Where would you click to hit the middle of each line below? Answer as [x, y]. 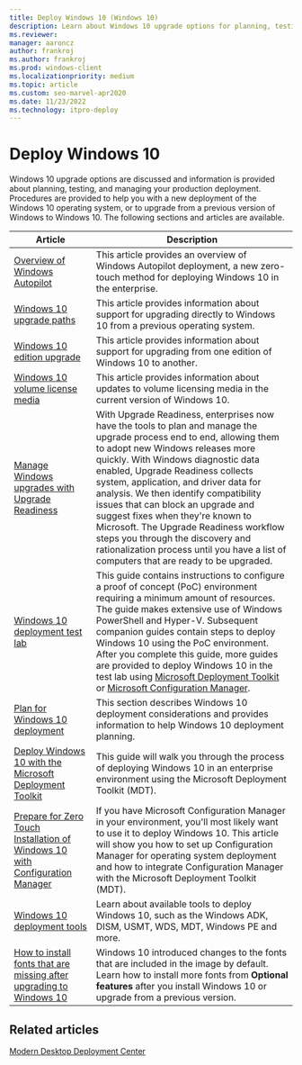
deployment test [48, 632]
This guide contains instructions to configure [190, 575]
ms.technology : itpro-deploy [64, 110]
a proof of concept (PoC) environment [177, 587]
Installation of [43, 839]
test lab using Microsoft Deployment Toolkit [187, 677]
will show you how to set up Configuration [184, 844]
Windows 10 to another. [147, 363]
